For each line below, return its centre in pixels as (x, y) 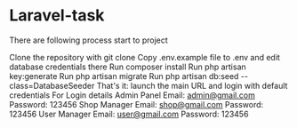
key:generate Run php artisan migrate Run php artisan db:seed (124, 76)
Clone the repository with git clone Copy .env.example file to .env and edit (144, 57)
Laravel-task (57, 16)
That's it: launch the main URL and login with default (192, 85)
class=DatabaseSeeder (52, 85)
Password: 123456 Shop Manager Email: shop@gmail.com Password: (136, 104)
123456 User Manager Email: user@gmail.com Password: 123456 (129, 114)
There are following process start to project (89, 40)
